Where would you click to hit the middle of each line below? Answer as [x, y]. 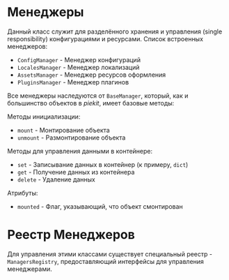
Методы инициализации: [44, 117]
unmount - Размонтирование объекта [71, 138]
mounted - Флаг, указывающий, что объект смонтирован [100, 206]
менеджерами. [30, 269]
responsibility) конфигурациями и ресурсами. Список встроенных [105, 38]
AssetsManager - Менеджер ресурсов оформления [92, 75]
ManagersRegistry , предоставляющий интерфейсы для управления [105, 261]
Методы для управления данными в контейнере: [80, 151]
